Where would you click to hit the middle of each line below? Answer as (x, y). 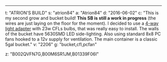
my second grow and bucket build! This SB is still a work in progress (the (81, 18)
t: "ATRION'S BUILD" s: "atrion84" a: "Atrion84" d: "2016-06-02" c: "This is (82, 13)
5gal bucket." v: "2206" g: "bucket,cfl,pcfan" (51, 44)
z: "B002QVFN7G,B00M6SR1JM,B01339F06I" (52, 54)
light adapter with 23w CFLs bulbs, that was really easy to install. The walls (82, 29)
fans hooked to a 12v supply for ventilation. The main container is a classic (81, 39)
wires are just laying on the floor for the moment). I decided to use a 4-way (82, 23)
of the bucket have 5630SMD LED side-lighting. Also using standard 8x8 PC (83, 34)
